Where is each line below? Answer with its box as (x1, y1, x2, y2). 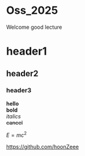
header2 (6, 68, 39, 79)
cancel (6, 119, 23, 126)
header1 (6, 44, 47, 58)
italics (6, 112, 21, 120)
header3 (6, 86, 32, 95)
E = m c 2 (6, 130, 27, 139)
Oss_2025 (6, 4, 58, 17)
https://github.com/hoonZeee (6, 143, 79, 151)
